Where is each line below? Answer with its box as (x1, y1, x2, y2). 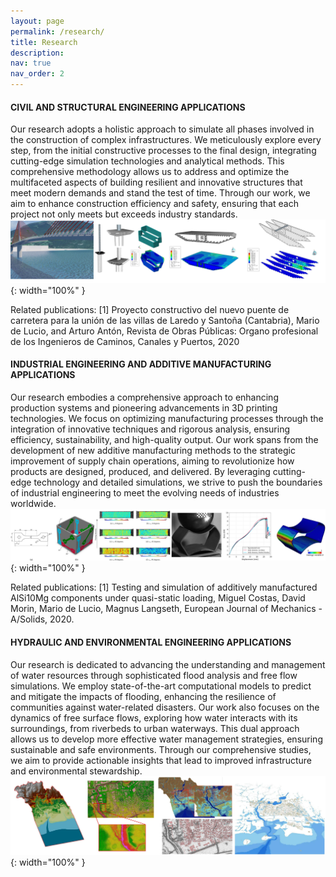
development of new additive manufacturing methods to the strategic (10, 444, 296, 456)
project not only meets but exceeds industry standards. (10, 208, 238, 220)
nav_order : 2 (10, 69, 65, 79)
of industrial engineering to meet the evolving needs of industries (10, 486, 280, 499)
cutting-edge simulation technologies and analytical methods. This (10, 155, 285, 167)
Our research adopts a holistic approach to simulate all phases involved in (10, 123, 315, 135)
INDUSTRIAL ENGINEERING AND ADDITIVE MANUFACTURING (10, 358, 272, 370)
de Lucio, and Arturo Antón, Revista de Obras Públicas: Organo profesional (10, 325, 319, 337)
